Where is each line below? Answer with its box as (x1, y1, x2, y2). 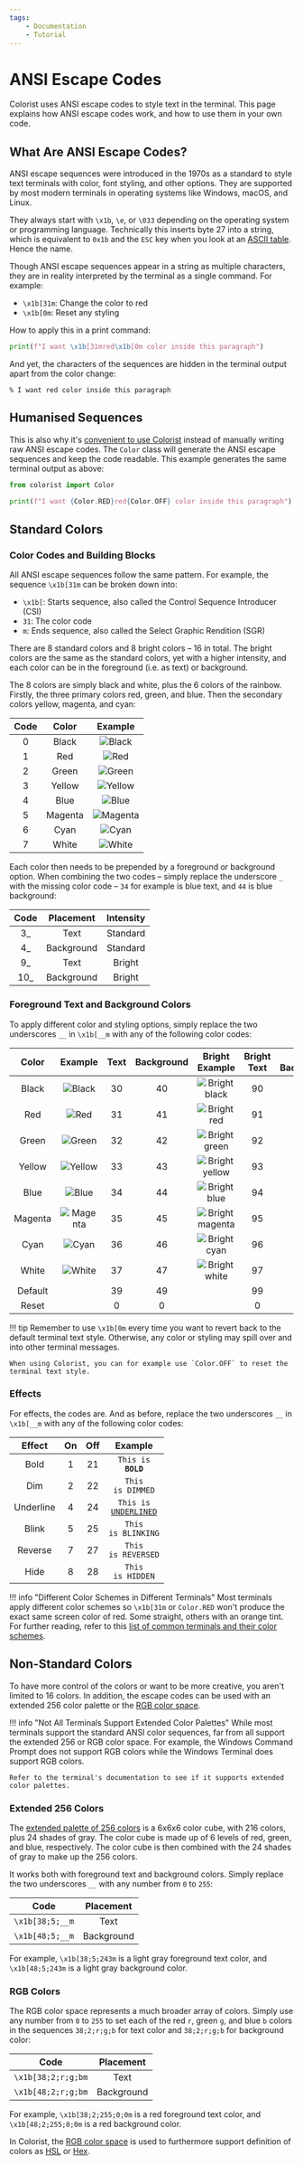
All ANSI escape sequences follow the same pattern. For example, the (9, 569, 269, 580)
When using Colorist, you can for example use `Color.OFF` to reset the (9, 1359, 289, 1368)
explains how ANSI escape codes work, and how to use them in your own (9, 108, 282, 119)
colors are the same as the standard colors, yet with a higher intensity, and (9, 653, 287, 664)
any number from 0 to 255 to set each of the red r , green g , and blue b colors (9, 2015, 293, 2026)
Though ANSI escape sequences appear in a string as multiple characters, (9, 261, 286, 272)
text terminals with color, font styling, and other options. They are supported (9, 178, 293, 189)
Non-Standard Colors (9, 1656, 133, 1672)
